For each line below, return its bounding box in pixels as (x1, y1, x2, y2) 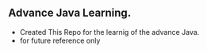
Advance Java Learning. (8, 6, 132, 20)
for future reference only (19, 36, 101, 45)
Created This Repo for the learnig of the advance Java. (19, 27, 200, 36)
